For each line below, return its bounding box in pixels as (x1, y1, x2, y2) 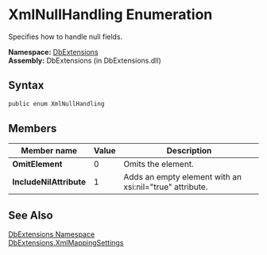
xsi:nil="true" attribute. (123, 181, 208, 192)
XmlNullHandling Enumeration (8, 6, 213, 24)
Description (166, 145, 212, 156)
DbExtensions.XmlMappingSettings (8, 238, 124, 248)
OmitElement (12, 159, 63, 170)
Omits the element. (123, 159, 195, 170)
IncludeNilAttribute (12, 176, 86, 187)
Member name (21, 145, 78, 156)
